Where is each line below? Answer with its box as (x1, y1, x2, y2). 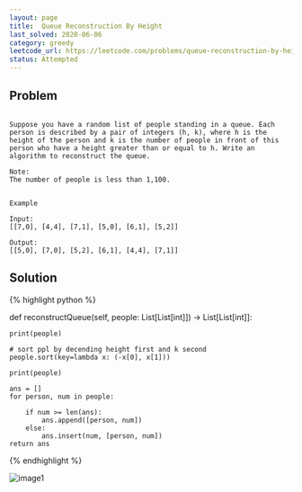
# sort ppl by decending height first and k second (9, 344, 207, 353)
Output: (9, 237, 39, 247)
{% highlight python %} (9, 294, 96, 305)
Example (9, 199, 39, 208)
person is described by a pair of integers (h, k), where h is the (9, 128, 268, 137)
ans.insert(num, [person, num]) (41, 431, 164, 441)
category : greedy (9, 38, 75, 48)
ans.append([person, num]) (41, 416, 143, 425)
